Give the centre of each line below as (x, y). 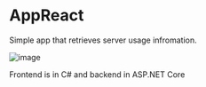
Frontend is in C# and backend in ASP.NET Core (97, 74)
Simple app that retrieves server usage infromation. (103, 40)
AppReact (47, 16)
